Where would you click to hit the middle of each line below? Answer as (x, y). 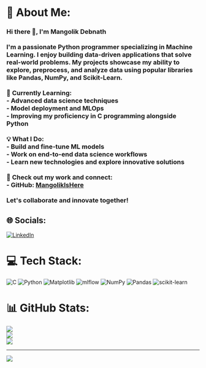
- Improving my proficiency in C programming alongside (91, 116)
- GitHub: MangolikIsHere (45, 185)
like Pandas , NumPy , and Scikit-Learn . (64, 78)
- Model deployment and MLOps (55, 109)
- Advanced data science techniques (62, 101)
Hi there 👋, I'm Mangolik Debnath (56, 32)
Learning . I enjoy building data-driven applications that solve (99, 55)
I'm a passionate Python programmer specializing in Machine (100, 47)
